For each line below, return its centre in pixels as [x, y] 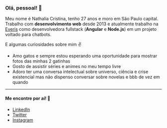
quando [20, 82]
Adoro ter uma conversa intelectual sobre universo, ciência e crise [80, 72]
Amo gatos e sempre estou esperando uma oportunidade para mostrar [85, 56]
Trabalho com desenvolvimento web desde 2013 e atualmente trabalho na [82, 24]
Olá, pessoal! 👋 [24, 8]
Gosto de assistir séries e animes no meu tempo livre [67, 66]
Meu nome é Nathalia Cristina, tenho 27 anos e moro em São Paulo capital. [82, 19]
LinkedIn [21, 109]
